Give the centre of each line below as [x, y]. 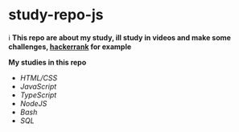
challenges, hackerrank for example [70, 47]
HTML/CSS [39, 77]
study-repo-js [56, 15]
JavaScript [38, 86]
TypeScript [38, 95]
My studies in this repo [47, 62]
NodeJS [33, 103]
